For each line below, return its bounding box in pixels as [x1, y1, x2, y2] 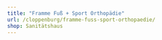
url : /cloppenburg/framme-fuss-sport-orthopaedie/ [7, 16, 156, 23]
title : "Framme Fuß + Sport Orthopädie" [7, 9, 125, 17]
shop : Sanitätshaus [7, 22, 63, 29]
